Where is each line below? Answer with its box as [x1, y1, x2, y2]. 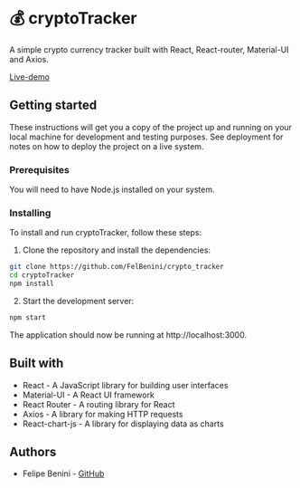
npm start [9, 312, 47, 322]
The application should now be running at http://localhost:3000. [9, 329, 247, 340]
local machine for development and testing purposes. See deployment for [9, 131, 284, 142]
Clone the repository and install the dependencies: [22, 244, 211, 255]
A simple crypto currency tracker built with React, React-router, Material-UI [9, 43, 289, 55]
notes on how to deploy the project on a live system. [9, 140, 204, 151]
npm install [9, 279, 54, 289]
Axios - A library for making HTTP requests [22, 408, 183, 419]
